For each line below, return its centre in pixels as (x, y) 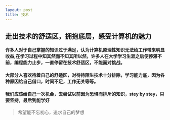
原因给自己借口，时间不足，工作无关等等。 (54, 82)
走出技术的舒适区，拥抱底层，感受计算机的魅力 (78, 36)
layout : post (19, 10)
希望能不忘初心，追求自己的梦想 (51, 112)
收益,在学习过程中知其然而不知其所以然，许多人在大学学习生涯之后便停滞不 (83, 56)
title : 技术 (17, 15)
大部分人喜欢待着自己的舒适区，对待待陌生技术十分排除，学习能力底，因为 (83, 75)
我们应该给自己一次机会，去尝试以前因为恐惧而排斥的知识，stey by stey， (83, 94)
